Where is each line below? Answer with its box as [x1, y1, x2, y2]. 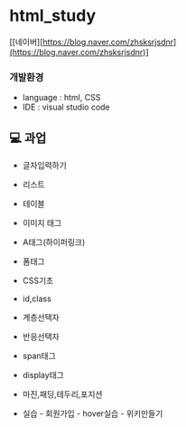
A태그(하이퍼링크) [22, 237, 86, 248]
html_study [9, 5, 97, 26]
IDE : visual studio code [22, 101, 110, 113]
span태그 [22, 350, 56, 362]
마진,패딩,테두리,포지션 [22, 389, 103, 400]
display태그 [22, 370, 65, 381]
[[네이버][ [9, 36, 43, 47]
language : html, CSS [22, 92, 101, 103]
